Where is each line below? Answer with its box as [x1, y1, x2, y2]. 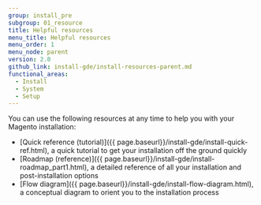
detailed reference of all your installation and [96, 162, 242, 172]
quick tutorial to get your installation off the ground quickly [56, 146, 248, 155]
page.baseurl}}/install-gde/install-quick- [117, 137, 248, 147]
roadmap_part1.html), [19, 162, 89, 172]
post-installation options [19, 171, 99, 181]
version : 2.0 [8, 56, 51, 64]
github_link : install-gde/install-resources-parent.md [8, 63, 192, 71]
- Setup [15, 92, 41, 100]
